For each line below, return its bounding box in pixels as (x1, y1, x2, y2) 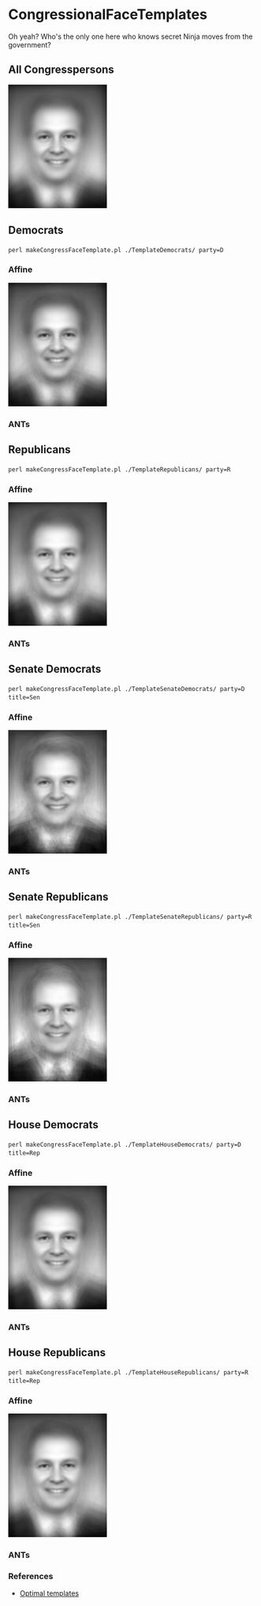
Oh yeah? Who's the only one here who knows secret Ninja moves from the (8, 32, 253, 41)
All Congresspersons (8, 63, 114, 77)
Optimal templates (19, 1589, 80, 1598)
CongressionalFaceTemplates (8, 6, 207, 24)
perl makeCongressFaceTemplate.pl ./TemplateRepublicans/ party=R (8, 465, 231, 474)
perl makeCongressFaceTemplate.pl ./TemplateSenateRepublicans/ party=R (8, 913, 252, 920)
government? (8, 40, 51, 49)
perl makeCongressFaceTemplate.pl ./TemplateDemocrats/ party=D (8, 246, 224, 254)
